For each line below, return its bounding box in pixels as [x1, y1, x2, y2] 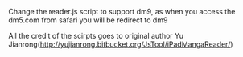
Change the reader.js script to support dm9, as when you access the [8, 7, 236, 16]
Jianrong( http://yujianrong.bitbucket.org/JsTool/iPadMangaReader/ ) [8, 39, 233, 49]
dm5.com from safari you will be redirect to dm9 [8, 15, 168, 25]
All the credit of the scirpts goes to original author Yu [8, 31, 183, 40]
